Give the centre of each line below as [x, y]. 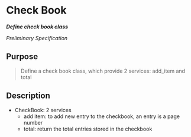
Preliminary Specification [37, 38]
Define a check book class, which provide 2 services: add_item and [103, 71]
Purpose [22, 57]
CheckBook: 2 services [43, 110]
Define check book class [37, 27]
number [33, 122]
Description [28, 96]
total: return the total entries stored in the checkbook [88, 129]
